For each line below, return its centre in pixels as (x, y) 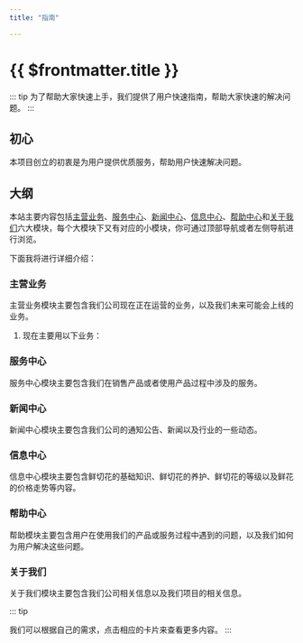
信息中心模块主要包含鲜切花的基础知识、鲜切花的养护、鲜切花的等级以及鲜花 (151, 477)
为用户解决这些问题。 (49, 546)
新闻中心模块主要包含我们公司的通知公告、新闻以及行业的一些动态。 (136, 430)
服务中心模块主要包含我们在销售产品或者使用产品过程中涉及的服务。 (136, 382)
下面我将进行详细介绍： (53, 259)
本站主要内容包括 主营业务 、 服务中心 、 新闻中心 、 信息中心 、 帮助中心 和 (140, 216)
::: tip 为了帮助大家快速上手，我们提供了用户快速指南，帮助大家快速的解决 (146, 96)
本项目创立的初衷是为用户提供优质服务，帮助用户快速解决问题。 (128, 162)
